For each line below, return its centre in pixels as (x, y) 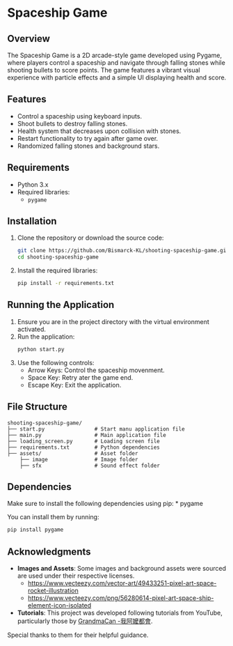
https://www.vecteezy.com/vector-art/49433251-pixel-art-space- (122, 583)
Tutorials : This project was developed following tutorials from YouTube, (120, 613)
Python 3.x (33, 184)
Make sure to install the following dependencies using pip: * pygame (105, 504)
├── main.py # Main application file (87, 435)
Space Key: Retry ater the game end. (80, 377)
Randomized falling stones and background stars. (88, 146)
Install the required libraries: (57, 270)
